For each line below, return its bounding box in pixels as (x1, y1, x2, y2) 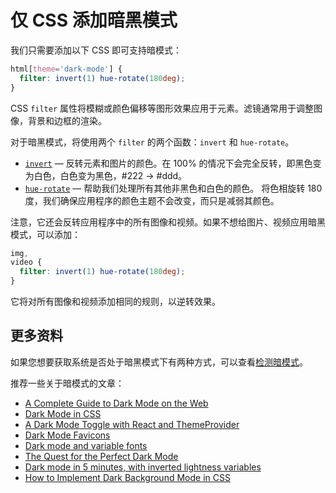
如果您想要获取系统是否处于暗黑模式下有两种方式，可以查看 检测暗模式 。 (10, 356, 308, 368)
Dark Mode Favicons (24, 429, 111, 441)
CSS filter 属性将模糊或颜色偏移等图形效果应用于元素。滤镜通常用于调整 (10, 102, 315, 114)
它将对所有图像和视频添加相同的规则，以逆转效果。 (10, 296, 221, 308)
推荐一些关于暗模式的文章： (10, 377, 125, 389)
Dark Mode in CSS (24, 407, 102, 420)
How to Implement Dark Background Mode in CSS (24, 471, 231, 483)
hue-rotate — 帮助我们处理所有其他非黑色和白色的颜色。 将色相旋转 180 (24, 182, 323, 194)
